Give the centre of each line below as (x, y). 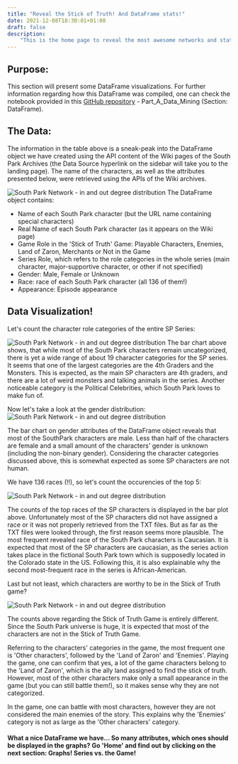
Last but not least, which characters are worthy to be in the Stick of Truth (114, 583)
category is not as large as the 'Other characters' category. (94, 721)
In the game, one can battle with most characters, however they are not (112, 706)
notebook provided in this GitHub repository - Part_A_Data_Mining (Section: (118, 101)
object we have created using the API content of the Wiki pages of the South (119, 156)
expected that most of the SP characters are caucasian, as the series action (118, 547)
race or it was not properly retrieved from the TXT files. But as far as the (113, 524)
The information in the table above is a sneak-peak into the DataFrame (110, 148)
